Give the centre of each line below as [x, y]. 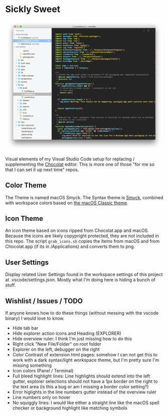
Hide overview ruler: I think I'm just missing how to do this [72, 339]
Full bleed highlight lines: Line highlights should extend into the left [81, 376]
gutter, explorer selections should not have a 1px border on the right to [85, 381]
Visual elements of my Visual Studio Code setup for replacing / [70, 159]
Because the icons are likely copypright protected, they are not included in [82, 236]
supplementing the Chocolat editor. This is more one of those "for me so [80, 164]
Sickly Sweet [33, 9]
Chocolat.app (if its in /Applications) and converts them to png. [70, 246]
